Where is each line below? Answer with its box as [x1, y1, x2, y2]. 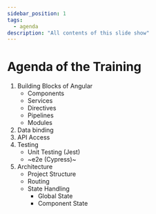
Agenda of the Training [7, 59, 142, 75]
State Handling [27, 184, 70, 193]
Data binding [17, 126, 54, 135]
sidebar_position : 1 [7, 10, 67, 17]
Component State [37, 200, 88, 208]
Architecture [17, 163, 53, 171]
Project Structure [27, 170, 77, 178]
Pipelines [27, 111, 54, 119]
